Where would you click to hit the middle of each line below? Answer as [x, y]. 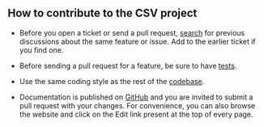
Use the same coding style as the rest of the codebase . [112, 81]
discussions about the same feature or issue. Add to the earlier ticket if [137, 41]
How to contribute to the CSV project [102, 13]
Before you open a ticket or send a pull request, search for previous [132, 32]
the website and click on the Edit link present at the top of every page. [136, 114]
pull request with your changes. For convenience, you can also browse [137, 105]
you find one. [41, 50]
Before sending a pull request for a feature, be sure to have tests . [128, 66]
